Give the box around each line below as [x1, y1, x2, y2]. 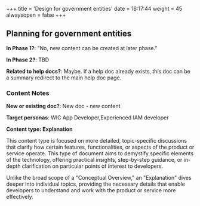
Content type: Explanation [6, 125, 73, 133]
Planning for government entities [6, 29, 132, 39]
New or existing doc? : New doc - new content [6, 103, 121, 110]
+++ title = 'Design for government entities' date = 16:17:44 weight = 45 [6, 5, 183, 12]
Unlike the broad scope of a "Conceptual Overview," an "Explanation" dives [6, 174, 192, 182]
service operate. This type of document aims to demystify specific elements [6, 150, 194, 157]
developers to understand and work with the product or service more [6, 187, 176, 194]
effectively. [6, 193, 34, 201]
